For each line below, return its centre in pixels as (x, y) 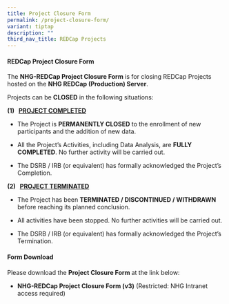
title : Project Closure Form (49, 13)
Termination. (35, 241)
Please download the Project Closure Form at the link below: (93, 272)
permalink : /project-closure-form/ (58, 20)
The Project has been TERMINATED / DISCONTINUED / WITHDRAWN (117, 200)
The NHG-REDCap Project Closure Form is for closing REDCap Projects (109, 77)
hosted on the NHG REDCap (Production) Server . (78, 84)
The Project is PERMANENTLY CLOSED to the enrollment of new (109, 124)
